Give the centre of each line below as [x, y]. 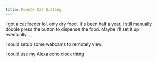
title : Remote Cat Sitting [33, 10]
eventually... [18, 34]
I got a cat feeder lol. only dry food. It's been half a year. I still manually [79, 24]
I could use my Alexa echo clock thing [45, 54]
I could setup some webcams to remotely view [53, 44]
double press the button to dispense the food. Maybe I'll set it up [72, 29]
